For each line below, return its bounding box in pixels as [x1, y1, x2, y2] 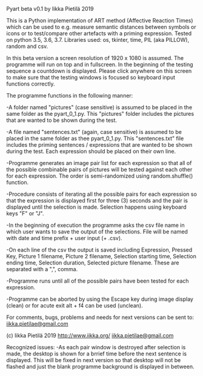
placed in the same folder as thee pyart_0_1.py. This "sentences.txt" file [6, 135, 184, 142]
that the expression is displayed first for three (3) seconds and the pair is [6, 197, 188, 204]
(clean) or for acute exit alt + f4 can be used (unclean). [6, 302, 144, 309]
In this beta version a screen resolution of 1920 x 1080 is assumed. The [6, 55, 184, 61]
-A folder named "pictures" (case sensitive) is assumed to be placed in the [6, 104, 193, 111]
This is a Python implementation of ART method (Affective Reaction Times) [6, 17, 193, 24]
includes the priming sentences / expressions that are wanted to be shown [6, 141, 193, 148]
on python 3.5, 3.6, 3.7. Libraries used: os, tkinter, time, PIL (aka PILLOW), [6, 36, 190, 43]
